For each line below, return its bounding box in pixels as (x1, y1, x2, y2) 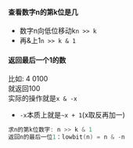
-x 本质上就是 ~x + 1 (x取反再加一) (19, 110, 125, 120)
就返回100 (8, 84, 41, 93)
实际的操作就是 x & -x (8, 94, 77, 103)
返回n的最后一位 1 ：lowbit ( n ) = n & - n (8, 133, 125, 141)
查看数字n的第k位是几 (8, 7, 78, 16)
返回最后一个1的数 (8, 55, 66, 64)
